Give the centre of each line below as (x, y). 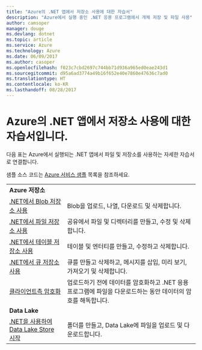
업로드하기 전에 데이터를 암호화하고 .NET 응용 (128, 282)
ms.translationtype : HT (36, 79)
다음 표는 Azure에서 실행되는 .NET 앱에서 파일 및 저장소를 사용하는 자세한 (93, 154)
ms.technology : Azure (33, 51)
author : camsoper (28, 23)
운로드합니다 (84, 334)
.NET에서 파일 (28, 222)
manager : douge (25, 29)
